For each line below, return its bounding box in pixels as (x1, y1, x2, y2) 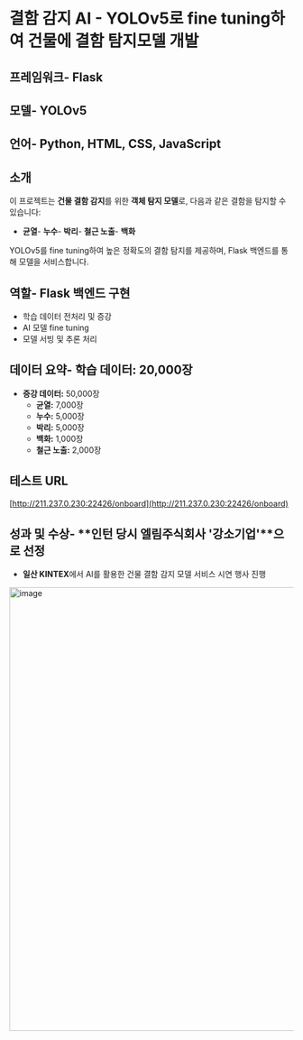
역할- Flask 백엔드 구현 (9, 285, 131, 300)
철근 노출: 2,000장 (35, 444, 102, 456)
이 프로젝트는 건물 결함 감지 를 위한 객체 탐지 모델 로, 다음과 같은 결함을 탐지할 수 (9, 196, 287, 207)
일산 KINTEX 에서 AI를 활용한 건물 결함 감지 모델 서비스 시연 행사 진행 (22, 569, 266, 580)
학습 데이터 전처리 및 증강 (22, 310, 113, 321)
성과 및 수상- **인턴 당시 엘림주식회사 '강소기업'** (9, 527, 273, 541)
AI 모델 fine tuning (22, 322, 90, 333)
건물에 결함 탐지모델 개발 (27, 31, 199, 51)
